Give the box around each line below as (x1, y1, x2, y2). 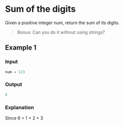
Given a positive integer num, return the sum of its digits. (5, 20, 120, 26)
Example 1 (5, 43, 37, 52)
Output (5, 81, 23, 88)
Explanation (5, 104, 34, 111)
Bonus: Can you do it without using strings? (17, 29, 105, 35)
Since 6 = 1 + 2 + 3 (5, 115, 43, 121)
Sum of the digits (5, 3, 76, 15)
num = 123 (5, 69, 25, 74)
